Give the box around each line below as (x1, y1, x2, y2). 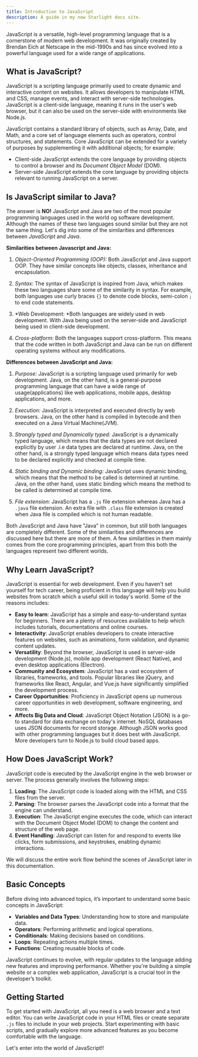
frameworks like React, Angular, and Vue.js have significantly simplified (14, 680, 189, 687)
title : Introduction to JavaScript (6, 8, 94, 15)
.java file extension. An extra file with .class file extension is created (14, 504, 183, 512)
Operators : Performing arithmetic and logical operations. (14, 925, 154, 932)
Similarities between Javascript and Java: (6, 245, 111, 252)
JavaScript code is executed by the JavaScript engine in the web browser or (6, 770, 192, 777)
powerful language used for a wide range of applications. (6, 49, 146, 56)
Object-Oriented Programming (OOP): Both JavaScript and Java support (14, 256, 191, 263)
